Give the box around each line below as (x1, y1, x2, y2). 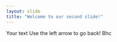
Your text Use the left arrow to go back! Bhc (6, 29, 112, 36)
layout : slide (6, 8, 41, 14)
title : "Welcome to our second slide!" (6, 14, 104, 20)
